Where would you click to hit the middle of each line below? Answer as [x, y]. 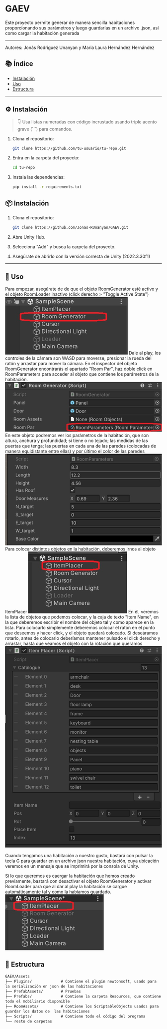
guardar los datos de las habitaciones [48, 1011]
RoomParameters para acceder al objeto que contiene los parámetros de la [82, 374]
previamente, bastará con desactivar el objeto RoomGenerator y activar [78, 881]
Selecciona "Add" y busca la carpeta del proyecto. [64, 247]
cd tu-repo [24, 168]
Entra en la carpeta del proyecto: [46, 158]
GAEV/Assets [17, 976]
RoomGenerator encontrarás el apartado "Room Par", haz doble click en [79, 369]
